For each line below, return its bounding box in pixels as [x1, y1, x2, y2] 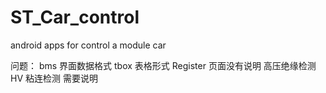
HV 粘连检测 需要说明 [10, 72, 98, 84]
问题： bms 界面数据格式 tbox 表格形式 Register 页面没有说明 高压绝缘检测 [10, 59, 317, 71]
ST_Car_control [10, 6, 140, 29]
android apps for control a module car [10, 39, 167, 51]
